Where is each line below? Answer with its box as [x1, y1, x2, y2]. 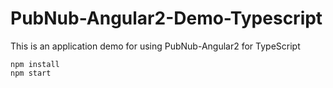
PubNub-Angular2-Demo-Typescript [10, 7, 323, 30]
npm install [10, 59, 60, 69]
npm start [10, 68, 52, 78]
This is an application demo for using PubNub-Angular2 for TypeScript [10, 40, 301, 52]
